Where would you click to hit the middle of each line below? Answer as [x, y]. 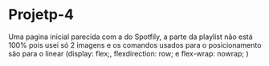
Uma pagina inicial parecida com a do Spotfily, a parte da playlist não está [130, 37]
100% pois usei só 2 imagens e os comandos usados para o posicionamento [135, 45]
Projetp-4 [41, 15]
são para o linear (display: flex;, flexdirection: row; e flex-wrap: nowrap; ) [128, 53]
